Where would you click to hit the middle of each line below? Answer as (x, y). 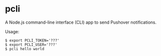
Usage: (12, 31)
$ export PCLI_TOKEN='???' (32, 40)
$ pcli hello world (25, 49)
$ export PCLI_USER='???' (31, 44)
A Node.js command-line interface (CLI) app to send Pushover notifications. (81, 22)
